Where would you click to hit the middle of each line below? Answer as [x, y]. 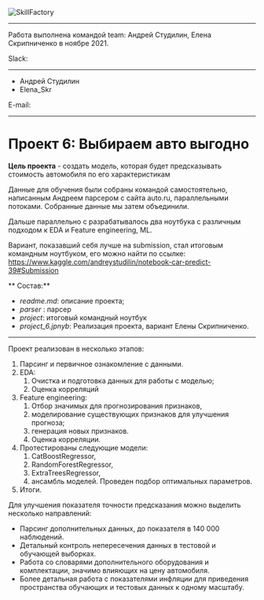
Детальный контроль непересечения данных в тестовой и [117, 545]
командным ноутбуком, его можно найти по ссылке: [97, 253]
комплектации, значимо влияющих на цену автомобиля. [114, 570]
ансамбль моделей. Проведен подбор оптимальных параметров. [142, 481]
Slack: [18, 58]
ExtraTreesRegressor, [66, 472]
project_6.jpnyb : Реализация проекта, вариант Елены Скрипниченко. [134, 326]
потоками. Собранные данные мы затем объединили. [99, 206]
